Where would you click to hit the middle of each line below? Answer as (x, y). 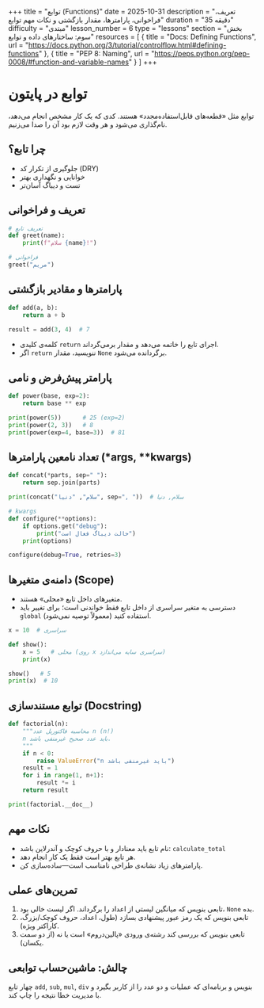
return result (45, 790)
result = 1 (40, 768)
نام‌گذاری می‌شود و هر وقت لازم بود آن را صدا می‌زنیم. (88, 124)
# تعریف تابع (26, 228)
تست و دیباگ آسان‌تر (50, 185)
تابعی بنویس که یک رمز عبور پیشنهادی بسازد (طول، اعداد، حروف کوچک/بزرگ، (134, 918)
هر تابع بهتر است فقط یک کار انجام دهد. (77, 857)
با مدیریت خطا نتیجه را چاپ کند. (55, 995)
